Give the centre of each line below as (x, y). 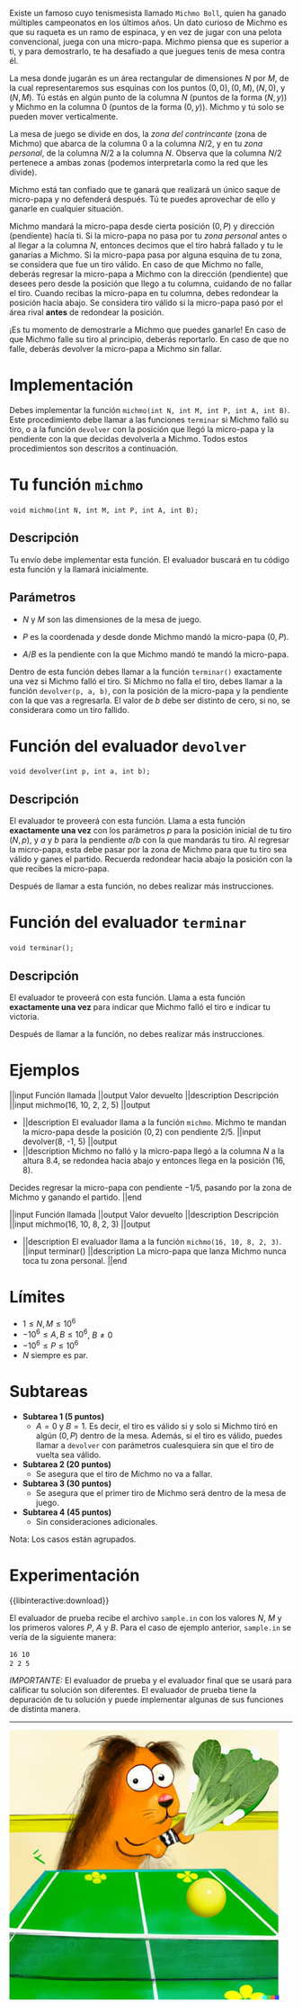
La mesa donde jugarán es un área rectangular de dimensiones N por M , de (149, 78)
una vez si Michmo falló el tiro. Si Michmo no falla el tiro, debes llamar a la (146, 681)
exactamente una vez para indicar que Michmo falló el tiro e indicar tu (140, 1007)
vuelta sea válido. (68, 1455)
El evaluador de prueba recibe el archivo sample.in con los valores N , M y (146, 1617)
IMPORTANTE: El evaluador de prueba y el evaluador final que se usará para (151, 1680)
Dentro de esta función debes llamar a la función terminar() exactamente (146, 671)
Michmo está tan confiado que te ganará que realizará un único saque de (145, 189)
